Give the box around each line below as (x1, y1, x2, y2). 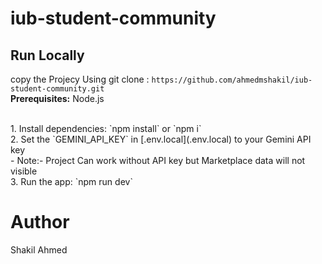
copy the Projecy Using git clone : (10, 73, 150, 85)
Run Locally (10, 47, 85, 64)
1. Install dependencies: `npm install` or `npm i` (10, 123, 202, 134)
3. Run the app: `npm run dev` (10, 176, 133, 187)
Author (10, 211, 70, 234)
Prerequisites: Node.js (10, 93, 105, 104)
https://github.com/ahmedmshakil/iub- (151, 75, 313, 85)
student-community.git (10, 84, 105, 94)
